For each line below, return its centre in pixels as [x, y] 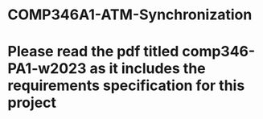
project [32, 103]
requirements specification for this [126, 86]
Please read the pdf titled [93, 52]
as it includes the [148, 69]
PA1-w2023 [47, 69]
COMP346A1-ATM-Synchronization [130, 15]
